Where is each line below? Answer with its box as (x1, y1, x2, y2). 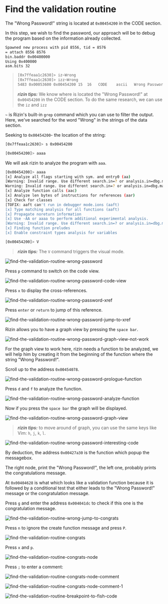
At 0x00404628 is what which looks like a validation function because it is (5, 479, 153, 485)
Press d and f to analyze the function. (5, 385, 82, 391)
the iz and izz (17, 102, 47, 108)
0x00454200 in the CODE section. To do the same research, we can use (17, 96, 162, 103)
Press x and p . (5, 544, 34, 550)
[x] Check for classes (5, 197, 52, 203)
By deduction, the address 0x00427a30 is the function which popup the (5, 449, 150, 455)
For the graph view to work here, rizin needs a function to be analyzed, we (5, 346, 158, 352)
